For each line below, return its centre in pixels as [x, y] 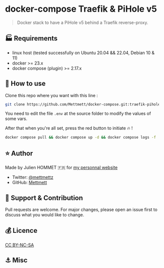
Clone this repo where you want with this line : [51, 95]
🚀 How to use [25, 84]
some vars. [16, 119]
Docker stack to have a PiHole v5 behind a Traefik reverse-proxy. [82, 22]
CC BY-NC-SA [20, 245]
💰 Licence [21, 231]
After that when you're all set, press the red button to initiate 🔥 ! [69, 128]
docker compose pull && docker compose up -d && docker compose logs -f [81, 138]
